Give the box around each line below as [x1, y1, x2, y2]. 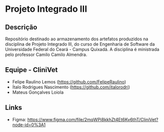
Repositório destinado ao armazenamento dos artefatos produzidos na [5, 36, 149, 42]
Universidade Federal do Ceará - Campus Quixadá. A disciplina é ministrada [5, 47, 160, 52]
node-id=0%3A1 [12, 122, 46, 128]
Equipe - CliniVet [5, 66, 58, 74]
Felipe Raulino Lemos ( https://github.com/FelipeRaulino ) [12, 79, 127, 84]
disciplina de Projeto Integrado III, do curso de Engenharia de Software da [5, 41, 155, 47]
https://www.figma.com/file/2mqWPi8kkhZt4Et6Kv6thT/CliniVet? [27, 116, 159, 122]
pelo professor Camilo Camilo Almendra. [5, 52, 88, 57]
